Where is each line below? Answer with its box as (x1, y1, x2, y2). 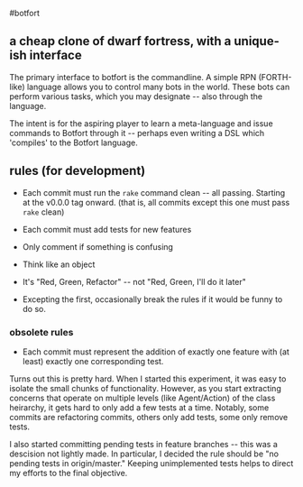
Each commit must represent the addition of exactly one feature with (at (22, 346, 290, 357)
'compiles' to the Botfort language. (9, 137, 138, 148)
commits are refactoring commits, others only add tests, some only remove (9, 411, 289, 422)
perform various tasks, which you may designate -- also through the (9, 90, 263, 102)
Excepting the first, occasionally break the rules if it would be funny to (22, 293, 283, 305)
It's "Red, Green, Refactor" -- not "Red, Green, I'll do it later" (22, 276, 246, 287)
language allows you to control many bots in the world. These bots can (26, 81, 290, 92)
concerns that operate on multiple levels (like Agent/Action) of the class (9, 392, 276, 403)
